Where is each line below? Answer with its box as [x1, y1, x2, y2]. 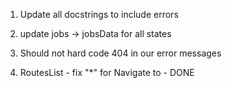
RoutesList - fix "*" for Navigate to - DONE [19, 67, 195, 78]
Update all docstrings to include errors [19, 9, 179, 20]
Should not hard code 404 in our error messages [19, 47, 222, 59]
